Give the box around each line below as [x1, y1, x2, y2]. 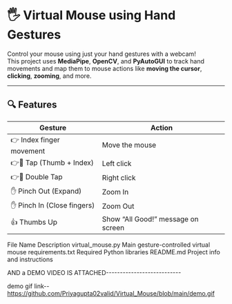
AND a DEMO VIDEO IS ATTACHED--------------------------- [7, 268, 182, 276]
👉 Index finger [10, 134, 60, 144]
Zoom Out [101, 201, 135, 211]
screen [101, 223, 125, 232]
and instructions [7, 255, 53, 263]
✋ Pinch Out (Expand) [10, 186, 82, 196]
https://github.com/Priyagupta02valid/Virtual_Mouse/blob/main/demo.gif [7, 289, 215, 297]
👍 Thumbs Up [10, 217, 57, 227]
